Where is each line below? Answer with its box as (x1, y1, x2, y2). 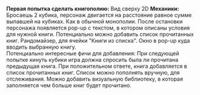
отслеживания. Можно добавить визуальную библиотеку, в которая (6, 75, 183, 82)
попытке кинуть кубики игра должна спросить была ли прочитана (6, 57, 179, 63)
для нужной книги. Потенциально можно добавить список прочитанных (6, 31, 194, 38)
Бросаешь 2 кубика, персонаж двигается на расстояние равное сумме (6, 11, 192, 19)
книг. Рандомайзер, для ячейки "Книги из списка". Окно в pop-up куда (6, 37, 190, 44)
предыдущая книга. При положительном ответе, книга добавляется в (6, 63, 187, 70)
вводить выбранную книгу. (6, 43, 77, 51)
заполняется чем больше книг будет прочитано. (6, 82, 132, 89)
